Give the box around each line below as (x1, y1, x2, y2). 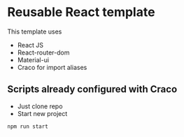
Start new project (17, 109, 68, 117)
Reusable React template (7, 4, 155, 20)
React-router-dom (17, 48, 70, 57)
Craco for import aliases (17, 63, 87, 71)
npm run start (7, 123, 49, 130)
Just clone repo (17, 102, 63, 110)
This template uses (7, 27, 62, 36)
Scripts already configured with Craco (7, 83, 178, 95)
